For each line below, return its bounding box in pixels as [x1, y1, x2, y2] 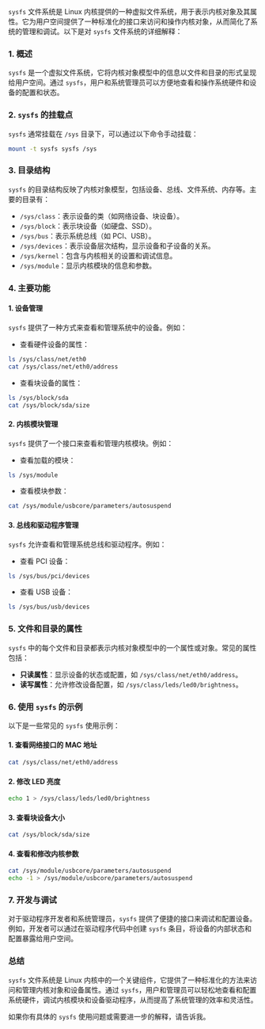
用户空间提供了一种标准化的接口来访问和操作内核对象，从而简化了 [35, 17, 251, 26]
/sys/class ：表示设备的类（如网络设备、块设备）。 [19, 211, 184, 220]
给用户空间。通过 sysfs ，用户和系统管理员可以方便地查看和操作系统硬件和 [8, 78, 250, 87]
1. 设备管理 [8, 303, 44, 313]
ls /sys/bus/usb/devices [8, 603, 90, 612]
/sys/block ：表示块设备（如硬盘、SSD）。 [19, 221, 157, 231]
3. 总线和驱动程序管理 [8, 520, 79, 529]
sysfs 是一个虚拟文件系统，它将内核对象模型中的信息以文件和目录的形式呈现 [8, 68, 257, 78]
